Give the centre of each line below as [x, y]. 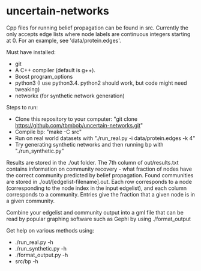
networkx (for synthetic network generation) [70, 96]
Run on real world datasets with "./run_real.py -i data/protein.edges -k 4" [105, 138]
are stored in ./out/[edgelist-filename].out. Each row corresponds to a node [99, 181]
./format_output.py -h [41, 255]
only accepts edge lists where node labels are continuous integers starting [98, 34]
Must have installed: [31, 52]
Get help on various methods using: [50, 230]
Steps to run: [22, 107]
